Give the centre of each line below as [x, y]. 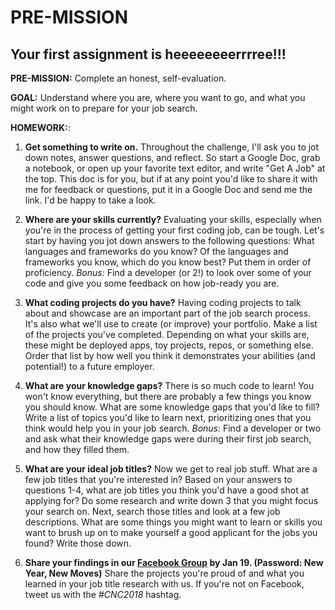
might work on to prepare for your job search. [104, 108]
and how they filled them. [77, 449]
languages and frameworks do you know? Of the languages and [156, 251]
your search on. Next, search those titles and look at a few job [152, 511]
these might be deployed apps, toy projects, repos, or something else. [169, 345]
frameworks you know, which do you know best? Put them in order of [168, 262]
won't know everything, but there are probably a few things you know [168, 396]
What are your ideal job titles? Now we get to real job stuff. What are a [171, 469]
